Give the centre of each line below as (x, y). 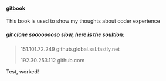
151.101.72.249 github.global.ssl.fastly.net (70, 49)
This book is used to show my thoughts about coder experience (83, 21)
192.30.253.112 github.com (52, 61)
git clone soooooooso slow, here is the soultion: (65, 34)
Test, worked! (23, 72)
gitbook (16, 8)
